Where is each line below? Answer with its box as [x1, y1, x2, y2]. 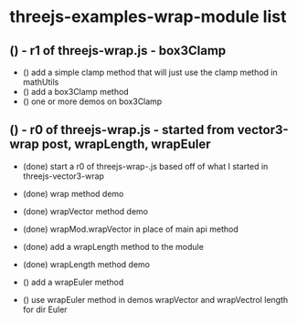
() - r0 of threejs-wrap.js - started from [9, 122, 235, 138]
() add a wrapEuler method [22, 276, 124, 287]
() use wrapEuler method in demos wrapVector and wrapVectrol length [22, 294, 289, 305]
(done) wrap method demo [22, 188, 124, 199]
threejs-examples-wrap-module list [9, 6, 287, 27]
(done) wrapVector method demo [22, 205, 149, 216]
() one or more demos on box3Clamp [22, 96, 163, 107]
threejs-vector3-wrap [22, 171, 105, 182]
